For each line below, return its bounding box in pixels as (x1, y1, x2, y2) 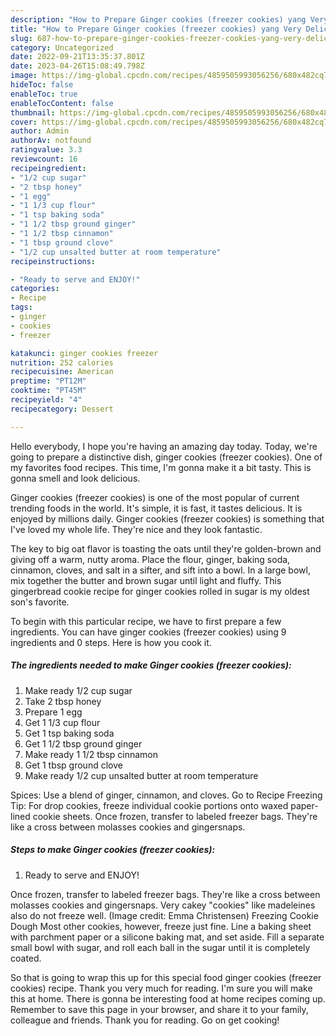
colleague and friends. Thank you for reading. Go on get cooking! (10, 1014, 280, 1026)
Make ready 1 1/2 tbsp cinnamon (24, 748, 159, 760)
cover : (10, 117, 38, 127)
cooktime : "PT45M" (10, 386, 87, 396)
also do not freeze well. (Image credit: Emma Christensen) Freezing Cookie (10, 909, 319, 921)
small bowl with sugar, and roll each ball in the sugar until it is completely (10, 941, 311, 953)
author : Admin (10, 126, 70, 136)
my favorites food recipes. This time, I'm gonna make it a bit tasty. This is (10, 461, 312, 473)
